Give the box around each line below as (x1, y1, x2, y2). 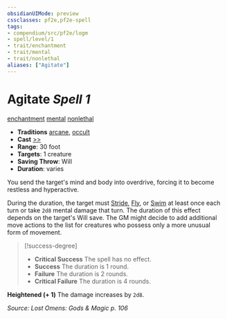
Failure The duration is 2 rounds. (34, 269, 128, 277)
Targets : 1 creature (17, 149, 72, 158)
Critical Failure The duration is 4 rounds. (34, 277, 151, 285)
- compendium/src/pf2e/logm (7, 29, 89, 37)
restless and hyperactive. (7, 185, 80, 194)
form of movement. (7, 228, 62, 236)
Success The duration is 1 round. (34, 262, 129, 271)
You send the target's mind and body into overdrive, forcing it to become (7, 178, 215, 186)
